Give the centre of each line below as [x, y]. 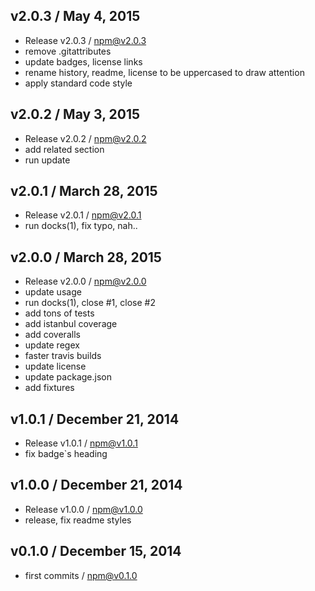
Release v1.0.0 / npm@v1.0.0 [83, 509]
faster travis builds [63, 356]
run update [47, 160]
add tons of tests [59, 313]
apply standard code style [78, 83]
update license [55, 366]
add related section [64, 149]
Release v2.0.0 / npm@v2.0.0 [85, 281]
